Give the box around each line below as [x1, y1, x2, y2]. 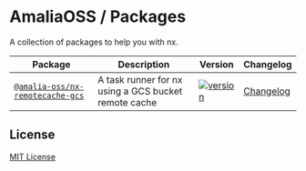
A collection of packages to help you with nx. [9, 36, 179, 47]
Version [199, 57, 234, 70]
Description [117, 57, 170, 70]
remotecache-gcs [14, 90, 85, 101]
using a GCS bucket [97, 85, 183, 97]
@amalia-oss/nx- [14, 81, 85, 92]
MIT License [9, 151, 56, 162]
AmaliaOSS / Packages [9, 6, 187, 27]
